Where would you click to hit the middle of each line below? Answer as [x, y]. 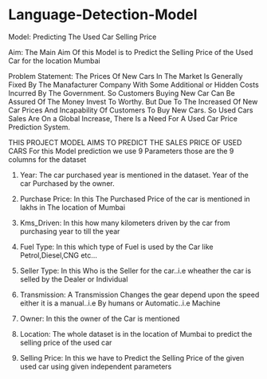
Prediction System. [39, 127]
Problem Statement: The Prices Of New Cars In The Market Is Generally [126, 76]
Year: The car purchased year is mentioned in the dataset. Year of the [134, 175]
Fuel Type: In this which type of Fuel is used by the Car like [116, 247]
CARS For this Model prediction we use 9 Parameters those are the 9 [121, 151]
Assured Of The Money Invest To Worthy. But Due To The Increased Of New [133, 101]
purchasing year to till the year [70, 231]
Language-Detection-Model [103, 15]
